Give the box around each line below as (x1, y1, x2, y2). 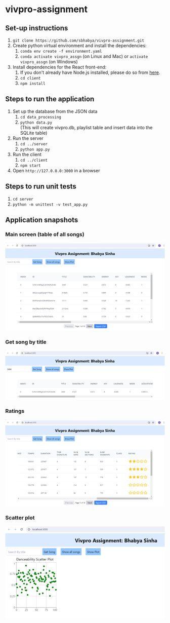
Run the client (12, 151, 42, 158)
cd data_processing (20, 114, 62, 120)
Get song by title (5, 338, 47, 345)
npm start (20, 163, 41, 168)
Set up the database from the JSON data (12, 108, 98, 114)
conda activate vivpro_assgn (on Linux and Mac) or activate (20, 53, 148, 59)
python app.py (20, 147, 50, 152)
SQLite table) (20, 130, 48, 136)
